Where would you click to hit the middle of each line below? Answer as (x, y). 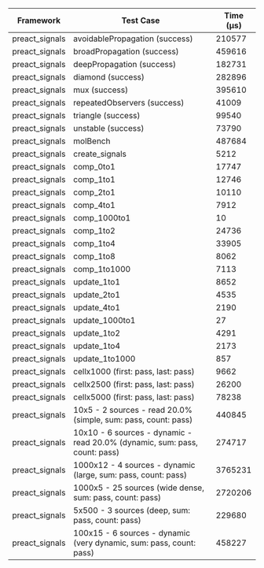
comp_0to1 (94, 167)
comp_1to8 (94, 256)
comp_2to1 (94, 192)
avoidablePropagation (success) (133, 39)
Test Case (141, 20)
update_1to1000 (104, 359)
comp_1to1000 (102, 269)
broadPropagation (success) (126, 52)
